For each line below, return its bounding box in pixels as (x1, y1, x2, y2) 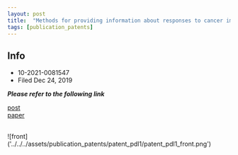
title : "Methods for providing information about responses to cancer (7, 17, 223, 24)
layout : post (7, 10, 46, 18)
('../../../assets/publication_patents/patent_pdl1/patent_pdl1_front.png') (7, 139, 211, 149)
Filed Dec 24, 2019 (17, 76, 73, 85)
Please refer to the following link (7, 90, 105, 98)
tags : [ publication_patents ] (7, 23, 93, 30)
